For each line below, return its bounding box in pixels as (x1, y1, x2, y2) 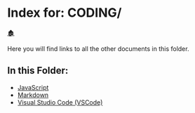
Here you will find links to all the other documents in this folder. (7, 44, 189, 53)
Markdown (17, 91, 49, 99)
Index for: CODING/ (7, 5, 122, 21)
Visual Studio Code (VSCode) (17, 98, 103, 106)
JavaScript (17, 83, 49, 91)
